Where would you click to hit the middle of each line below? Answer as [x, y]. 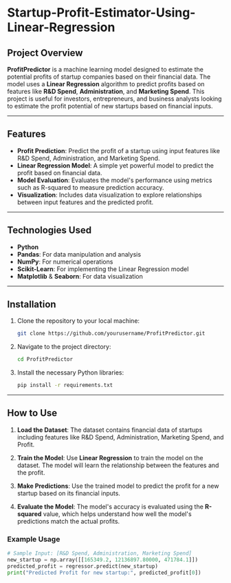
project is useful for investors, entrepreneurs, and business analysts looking [114, 99]
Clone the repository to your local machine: [78, 321]
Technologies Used [49, 230]
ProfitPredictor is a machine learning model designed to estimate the [106, 69]
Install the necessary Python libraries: [70, 373]
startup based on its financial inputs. [68, 493]
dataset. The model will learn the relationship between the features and [118, 465]
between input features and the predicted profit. [85, 202]
